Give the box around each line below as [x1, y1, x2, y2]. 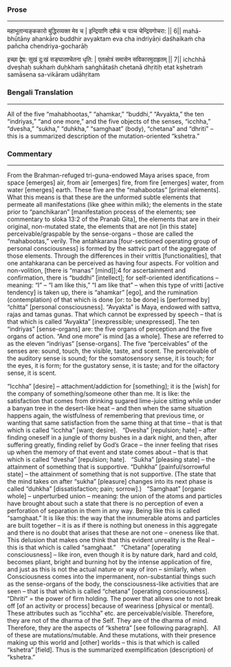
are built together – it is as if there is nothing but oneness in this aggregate [7, 521, 218, 529]
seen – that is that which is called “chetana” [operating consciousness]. [7, 587, 210, 595]
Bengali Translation [7, 88, 74, 97]
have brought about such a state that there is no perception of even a [7, 499, 204, 507]
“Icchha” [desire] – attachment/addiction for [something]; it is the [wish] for [7, 382, 220, 390]
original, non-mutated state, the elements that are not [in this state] [7, 222, 197, 230]
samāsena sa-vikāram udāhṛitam [7, 70, 100, 79]
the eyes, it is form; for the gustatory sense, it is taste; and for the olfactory [7, 361, 220, 369]
